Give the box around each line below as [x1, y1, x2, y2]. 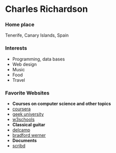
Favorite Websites [5, 89, 50, 96]
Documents [12, 138, 37, 144]
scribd [12, 143, 26, 149]
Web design [12, 61, 37, 67]
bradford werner [12, 132, 46, 138]
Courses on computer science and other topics [12, 101, 111, 107]
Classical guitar [12, 122, 45, 128]
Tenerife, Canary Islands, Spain [5, 32, 69, 38]
